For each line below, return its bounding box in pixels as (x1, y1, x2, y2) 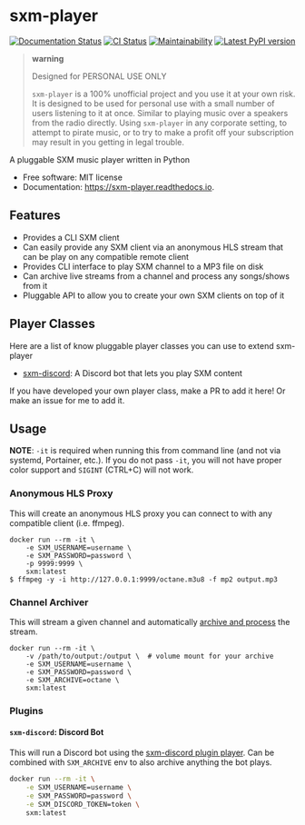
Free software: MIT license (22, 172, 123, 183)
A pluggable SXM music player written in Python (9, 154, 191, 164)
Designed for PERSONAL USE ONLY (31, 70, 167, 82)
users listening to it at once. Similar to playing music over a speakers (31, 107, 289, 118)
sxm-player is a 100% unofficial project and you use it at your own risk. (31, 88, 296, 99)
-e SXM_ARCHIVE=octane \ (25, 675, 120, 684)
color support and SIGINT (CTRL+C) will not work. (9, 464, 194, 475)
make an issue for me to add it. (9, 394, 125, 405)
